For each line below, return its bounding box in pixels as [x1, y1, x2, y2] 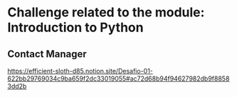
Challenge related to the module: [7, 4, 205, 21]
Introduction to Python [7, 19, 144, 36]
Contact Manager [7, 48, 87, 60]
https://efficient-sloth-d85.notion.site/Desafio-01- [7, 67, 153, 75]
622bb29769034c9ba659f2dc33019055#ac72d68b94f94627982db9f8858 [7, 74, 230, 83]
